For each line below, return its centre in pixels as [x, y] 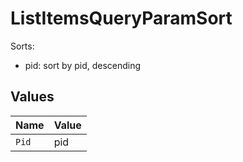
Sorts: [22, 46]
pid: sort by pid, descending [83, 65]
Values [32, 97]
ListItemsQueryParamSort [121, 18]
